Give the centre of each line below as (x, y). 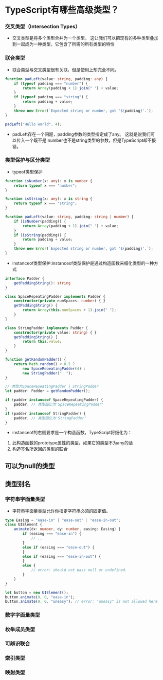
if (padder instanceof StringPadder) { (45, 414)
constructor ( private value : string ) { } (55, 332)
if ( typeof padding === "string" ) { (51, 97)
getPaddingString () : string (42, 283)
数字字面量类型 (23, 615)
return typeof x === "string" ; (45, 203)
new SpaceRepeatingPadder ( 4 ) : (54, 369)
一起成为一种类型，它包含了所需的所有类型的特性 (65, 44)
